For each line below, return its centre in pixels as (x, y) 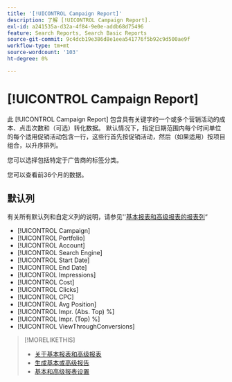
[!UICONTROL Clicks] (48, 289)
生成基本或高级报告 (62, 363)
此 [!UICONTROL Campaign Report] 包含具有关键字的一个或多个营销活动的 (113, 119)
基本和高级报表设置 (62, 371)
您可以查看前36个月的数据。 (47, 175)
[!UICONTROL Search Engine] (60, 252)
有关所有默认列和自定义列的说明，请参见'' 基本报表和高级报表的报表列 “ (107, 216)
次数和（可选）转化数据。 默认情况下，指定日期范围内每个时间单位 (126, 128)
